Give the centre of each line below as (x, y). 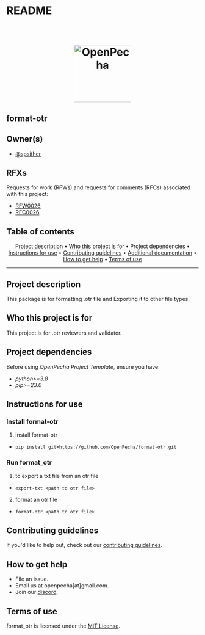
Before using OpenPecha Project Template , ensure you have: (83, 366)
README (29, 11)
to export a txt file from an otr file (57, 476)
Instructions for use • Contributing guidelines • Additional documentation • (103, 253)
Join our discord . (37, 592)
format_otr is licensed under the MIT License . (63, 626)
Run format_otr (29, 463)
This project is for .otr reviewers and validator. (64, 333)
